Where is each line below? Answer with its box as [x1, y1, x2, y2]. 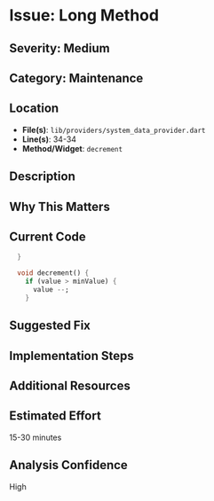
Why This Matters [9, 199, 111, 214]
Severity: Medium [9, 41, 110, 56]
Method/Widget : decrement [21, 143, 123, 153]
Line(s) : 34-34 [21, 134, 77, 145]
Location [9, 101, 59, 116]
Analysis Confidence [9, 458, 129, 473]
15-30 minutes [9, 432, 62, 442]
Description [9, 169, 75, 184]
